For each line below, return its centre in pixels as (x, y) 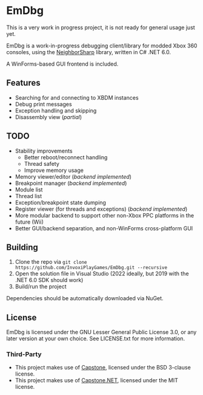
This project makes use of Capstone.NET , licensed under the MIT (97, 380)
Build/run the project (41, 287)
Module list (29, 190)
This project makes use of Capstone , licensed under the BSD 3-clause (103, 368)
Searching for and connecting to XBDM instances (77, 97)
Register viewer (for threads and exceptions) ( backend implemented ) (101, 209)
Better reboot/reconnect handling (66, 157)
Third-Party (24, 354)
